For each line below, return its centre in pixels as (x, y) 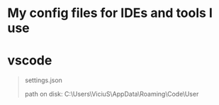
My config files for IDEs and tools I (110, 13)
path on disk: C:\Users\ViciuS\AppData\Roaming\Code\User (112, 94)
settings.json (43, 80)
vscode (30, 61)
